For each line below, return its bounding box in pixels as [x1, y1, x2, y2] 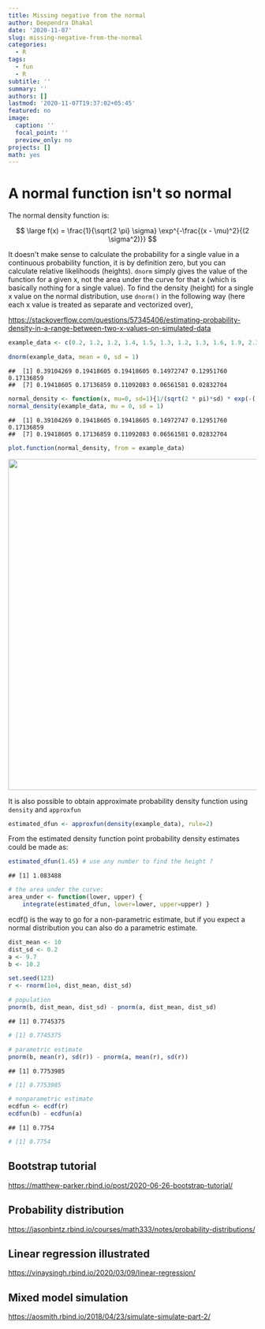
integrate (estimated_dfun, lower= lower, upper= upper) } [22, 900, 211, 909]
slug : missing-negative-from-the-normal [8, 33, 144, 42]
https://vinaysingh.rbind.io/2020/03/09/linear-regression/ [8, 1268, 196, 1278]
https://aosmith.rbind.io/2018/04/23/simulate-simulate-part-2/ [8, 1312, 211, 1321]
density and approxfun [8, 805, 81, 814]
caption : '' [15, 121, 55, 129]
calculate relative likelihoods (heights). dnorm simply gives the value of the [8, 266, 248, 276]
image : [8, 114, 30, 122]
